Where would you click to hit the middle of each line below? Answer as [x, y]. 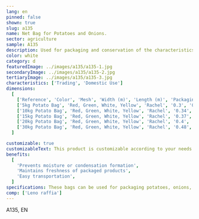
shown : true [21, 22]
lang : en [17, 12]
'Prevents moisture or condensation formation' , [78, 165]
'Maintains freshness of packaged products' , [74, 171]
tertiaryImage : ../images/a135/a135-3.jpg [59, 78]
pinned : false [24, 17]
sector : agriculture [32, 39]
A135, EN [17, 210]
